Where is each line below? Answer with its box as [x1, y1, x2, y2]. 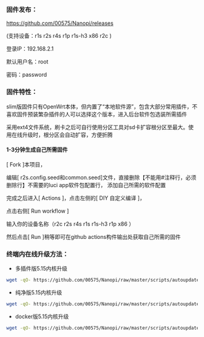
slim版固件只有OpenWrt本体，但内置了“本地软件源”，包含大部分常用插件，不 [6, 102, 198, 110]
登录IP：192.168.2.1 [6, 45, 54, 52]
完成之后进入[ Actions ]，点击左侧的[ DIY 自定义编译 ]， [6, 194, 146, 202]
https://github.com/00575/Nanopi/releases [6, 20, 114, 27]
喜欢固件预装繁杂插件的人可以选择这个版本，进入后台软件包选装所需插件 [6, 110, 187, 118]
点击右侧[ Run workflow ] [6, 207, 69, 215]
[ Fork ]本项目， [6, 160, 46, 168]
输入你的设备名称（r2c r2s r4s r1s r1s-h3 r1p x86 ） [6, 220, 135, 227]
